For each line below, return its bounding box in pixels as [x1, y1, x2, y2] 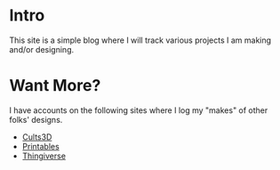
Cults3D [21, 131, 52, 142]
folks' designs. [9, 114, 63, 125]
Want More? [9, 76, 101, 96]
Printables [21, 141, 60, 151]
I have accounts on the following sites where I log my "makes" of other [9, 104, 268, 116]
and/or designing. [9, 44, 75, 54]
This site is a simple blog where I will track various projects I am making [9, 35, 272, 45]
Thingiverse [21, 150, 67, 161]
